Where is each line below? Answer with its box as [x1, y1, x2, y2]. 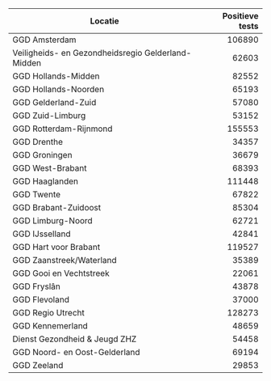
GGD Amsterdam [12, 34, 77, 45]
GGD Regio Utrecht [12, 307, 85, 318]
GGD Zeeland [12, 360, 64, 370]
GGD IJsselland [12, 228, 71, 239]
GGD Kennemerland [12, 320, 89, 331]
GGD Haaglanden [12, 176, 79, 187]
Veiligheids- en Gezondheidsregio [12, 48, 143, 58]
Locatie [90, 15, 119, 27]
